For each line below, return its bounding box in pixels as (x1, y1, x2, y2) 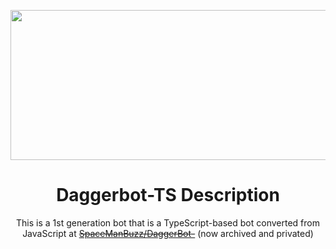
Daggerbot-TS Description (56, 184, 280, 207)
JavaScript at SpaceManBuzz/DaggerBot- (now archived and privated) (22, 227, 314, 239)
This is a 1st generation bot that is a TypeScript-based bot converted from (16, 216, 320, 229)
